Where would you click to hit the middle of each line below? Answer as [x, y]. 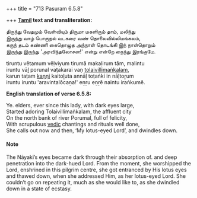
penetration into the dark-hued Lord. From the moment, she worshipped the [99, 164]
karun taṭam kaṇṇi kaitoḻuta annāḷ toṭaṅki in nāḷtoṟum [70, 76]
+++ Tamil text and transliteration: [49, 20]
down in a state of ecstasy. [39, 189]
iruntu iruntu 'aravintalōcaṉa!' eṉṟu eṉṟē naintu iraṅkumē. [76, 82]
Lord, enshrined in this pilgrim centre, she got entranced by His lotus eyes [96, 170]
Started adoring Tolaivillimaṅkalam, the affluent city [69, 111]
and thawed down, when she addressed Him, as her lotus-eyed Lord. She [96, 176]
